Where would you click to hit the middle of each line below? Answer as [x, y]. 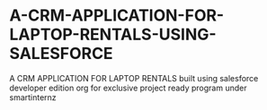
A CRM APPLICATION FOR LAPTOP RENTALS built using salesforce [134, 78]
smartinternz [33, 97]
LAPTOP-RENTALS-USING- [113, 34]
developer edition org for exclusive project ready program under [128, 88]
